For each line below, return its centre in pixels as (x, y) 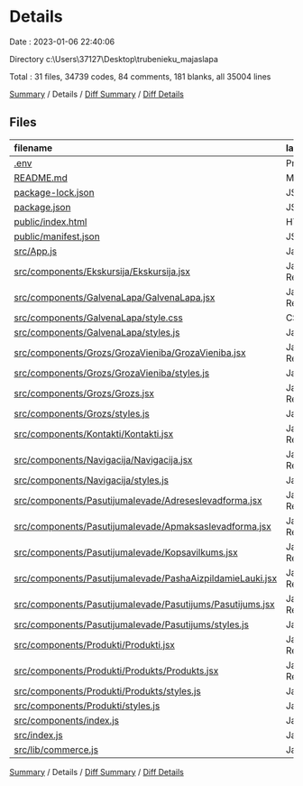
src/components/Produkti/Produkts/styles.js (107, 690)
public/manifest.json (57, 236)
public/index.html (50, 221)
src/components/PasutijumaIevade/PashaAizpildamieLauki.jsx (146, 578)
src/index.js (38, 735)
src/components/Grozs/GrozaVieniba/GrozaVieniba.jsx (130, 352)
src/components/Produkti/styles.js (87, 706)
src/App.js (35, 251)
